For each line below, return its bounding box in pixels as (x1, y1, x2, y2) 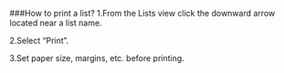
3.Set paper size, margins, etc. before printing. (9, 53, 184, 63)
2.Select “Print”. (9, 36, 69, 46)
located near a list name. (9, 17, 102, 28)
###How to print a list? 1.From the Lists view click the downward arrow (9, 8, 276, 18)
